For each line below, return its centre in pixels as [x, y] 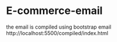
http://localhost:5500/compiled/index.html [57, 33]
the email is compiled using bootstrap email [59, 27]
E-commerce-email [54, 11]
